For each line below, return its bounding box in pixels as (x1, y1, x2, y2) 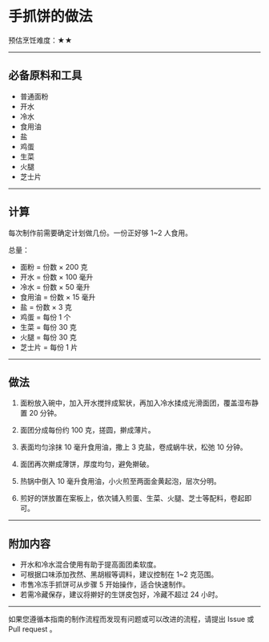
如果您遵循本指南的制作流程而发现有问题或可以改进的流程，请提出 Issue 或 (8, 615, 255, 624)
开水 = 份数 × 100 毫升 (19, 272, 94, 282)
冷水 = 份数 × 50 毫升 (19, 282, 90, 291)
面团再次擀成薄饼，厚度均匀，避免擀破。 (19, 459, 154, 469)
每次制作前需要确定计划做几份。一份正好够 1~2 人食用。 (8, 228, 192, 238)
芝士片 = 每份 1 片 (19, 342, 78, 351)
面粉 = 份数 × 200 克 (19, 262, 88, 271)
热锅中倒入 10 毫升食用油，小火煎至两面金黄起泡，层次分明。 (19, 477, 222, 486)
